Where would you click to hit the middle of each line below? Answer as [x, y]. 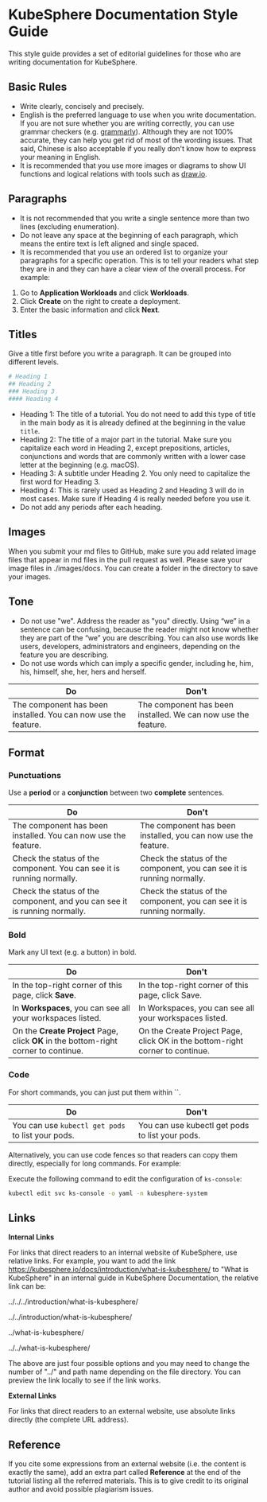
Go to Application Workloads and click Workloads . [104, 293]
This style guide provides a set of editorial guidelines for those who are [124, 53]
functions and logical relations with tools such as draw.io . [114, 173]
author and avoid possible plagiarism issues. [81, 1489]
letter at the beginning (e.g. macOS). [79, 465]
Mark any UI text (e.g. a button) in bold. [72, 952]
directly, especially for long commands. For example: [95, 1163]
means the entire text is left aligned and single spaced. [109, 243]
